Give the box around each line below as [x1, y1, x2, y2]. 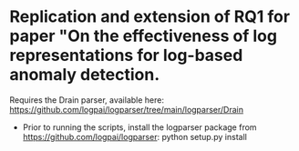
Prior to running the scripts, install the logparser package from [22, 121, 257, 133]
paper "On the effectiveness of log [9, 25, 278, 46]
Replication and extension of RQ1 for [9, 6, 290, 27]
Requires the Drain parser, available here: [9, 94, 164, 106]
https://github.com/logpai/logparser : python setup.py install [22, 131, 248, 142]
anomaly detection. [9, 65, 160, 86]
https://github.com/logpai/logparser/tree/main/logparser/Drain [9, 104, 244, 115]
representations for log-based [9, 45, 243, 65]
